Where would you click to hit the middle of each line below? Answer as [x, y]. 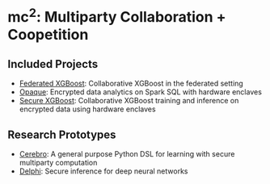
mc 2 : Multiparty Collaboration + [117, 16]
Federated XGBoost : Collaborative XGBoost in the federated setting [131, 84]
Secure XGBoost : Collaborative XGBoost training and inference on [129, 101]
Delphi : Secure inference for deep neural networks [103, 171]
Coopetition [48, 34]
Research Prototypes [62, 134]
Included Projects [53, 64]
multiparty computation [58, 163]
